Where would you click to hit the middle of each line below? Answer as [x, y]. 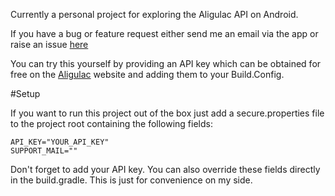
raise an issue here [49, 44]
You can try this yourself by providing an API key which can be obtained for [166, 63]
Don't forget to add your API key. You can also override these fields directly [165, 169]
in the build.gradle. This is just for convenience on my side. [131, 180]
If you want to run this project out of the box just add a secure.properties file [167, 113]
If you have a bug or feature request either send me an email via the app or [164, 33]
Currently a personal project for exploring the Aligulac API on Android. [154, 14]
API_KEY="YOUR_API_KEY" [60, 142]
